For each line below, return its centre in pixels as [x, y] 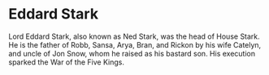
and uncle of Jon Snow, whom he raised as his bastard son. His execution [132, 53]
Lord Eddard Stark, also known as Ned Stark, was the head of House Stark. [134, 36]
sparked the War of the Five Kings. [66, 62]
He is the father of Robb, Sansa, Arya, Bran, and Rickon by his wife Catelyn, [135, 44]
